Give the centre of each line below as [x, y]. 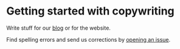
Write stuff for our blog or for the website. [59, 28]
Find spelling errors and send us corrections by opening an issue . [88, 39]
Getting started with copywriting [90, 11]
